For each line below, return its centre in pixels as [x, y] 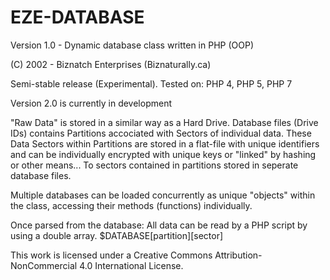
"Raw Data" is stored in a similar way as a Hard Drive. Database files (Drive [164, 122]
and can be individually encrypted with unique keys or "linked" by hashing [163, 154]
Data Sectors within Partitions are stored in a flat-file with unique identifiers [165, 143]
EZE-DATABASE [77, 17]
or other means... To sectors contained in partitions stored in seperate [154, 165]
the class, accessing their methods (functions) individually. [131, 205]
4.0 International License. [131, 265]
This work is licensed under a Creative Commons [111, 255]
